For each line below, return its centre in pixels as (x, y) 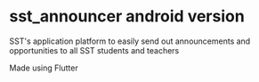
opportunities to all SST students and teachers (94, 50)
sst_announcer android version (127, 16)
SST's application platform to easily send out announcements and (130, 41)
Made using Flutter (44, 68)
